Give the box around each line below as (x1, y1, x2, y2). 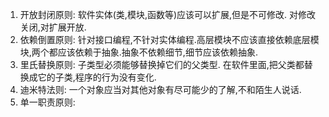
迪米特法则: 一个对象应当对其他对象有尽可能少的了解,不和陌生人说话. (19, 84, 302, 95)
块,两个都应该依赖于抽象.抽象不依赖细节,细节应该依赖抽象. (19, 46, 258, 58)
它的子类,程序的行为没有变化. (37, 71, 157, 83)
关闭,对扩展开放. (19, 21, 87, 33)
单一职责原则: (19, 96, 76, 108)
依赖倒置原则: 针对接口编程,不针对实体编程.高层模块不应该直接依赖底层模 (19, 34, 320, 45)
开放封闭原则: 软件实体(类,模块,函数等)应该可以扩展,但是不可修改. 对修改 (19, 9, 317, 20)
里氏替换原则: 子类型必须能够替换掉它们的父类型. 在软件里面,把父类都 (19, 59, 305, 70)
